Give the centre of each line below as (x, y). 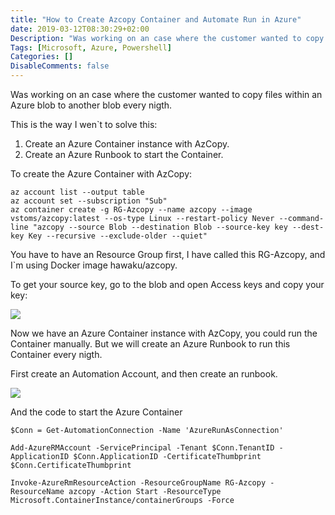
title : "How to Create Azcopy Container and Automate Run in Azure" (156, 19)
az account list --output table (77, 192)
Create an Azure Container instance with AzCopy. (127, 144)
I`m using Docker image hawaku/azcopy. (94, 265)
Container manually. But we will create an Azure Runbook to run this (150, 344)
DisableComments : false (60, 66)
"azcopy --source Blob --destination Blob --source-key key (160, 227)
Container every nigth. (56, 354)
